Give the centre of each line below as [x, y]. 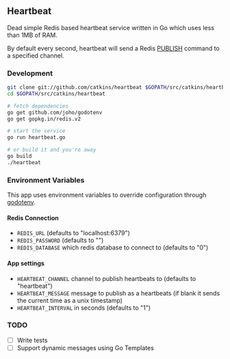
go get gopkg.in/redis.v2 [44, 119]
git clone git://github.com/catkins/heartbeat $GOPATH [87, 88]
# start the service [37, 131]
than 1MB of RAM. [33, 35]
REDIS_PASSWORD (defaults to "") [60, 240]
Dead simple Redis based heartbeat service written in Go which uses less [111, 27]
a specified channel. [36, 55]
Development [30, 73]
